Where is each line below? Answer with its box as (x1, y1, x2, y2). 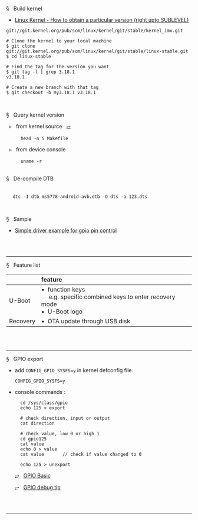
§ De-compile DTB (6, 175, 54, 182)
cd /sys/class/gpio (20, 400, 68, 406)
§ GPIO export (6, 356, 44, 362)
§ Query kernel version (6, 111, 65, 118)
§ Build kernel (6, 5, 42, 12)
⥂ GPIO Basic (14, 472, 51, 479)
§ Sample (6, 216, 32, 223)
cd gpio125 (20, 436, 47, 442)
